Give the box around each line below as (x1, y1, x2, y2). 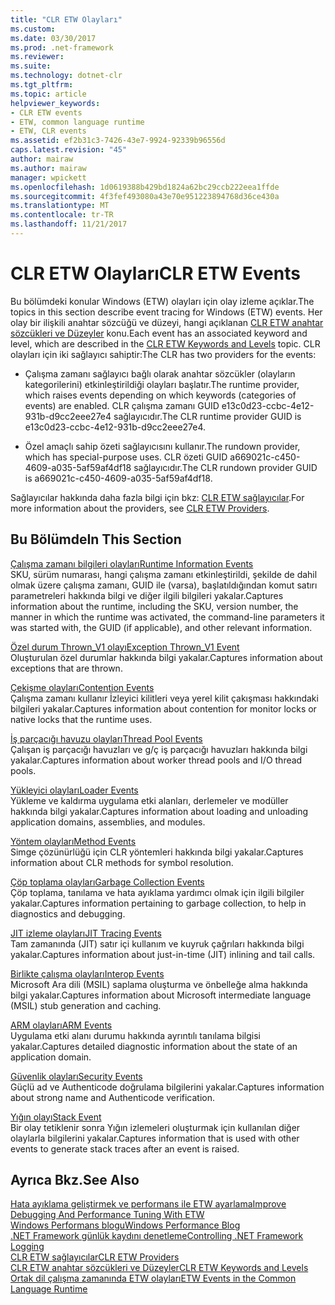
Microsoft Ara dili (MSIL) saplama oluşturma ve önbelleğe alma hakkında (10, 978, 308, 990)
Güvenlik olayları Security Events (10, 1070, 143, 1082)
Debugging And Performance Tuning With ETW (10, 1209, 205, 1221)
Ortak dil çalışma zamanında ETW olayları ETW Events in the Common (10, 1272, 297, 1285)
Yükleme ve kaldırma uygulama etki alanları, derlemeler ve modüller (10, 794, 289, 806)
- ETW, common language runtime (10, 117, 145, 127)
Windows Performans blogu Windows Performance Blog (10, 1219, 241, 1231)
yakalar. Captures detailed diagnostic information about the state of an (10, 1040, 298, 1052)
